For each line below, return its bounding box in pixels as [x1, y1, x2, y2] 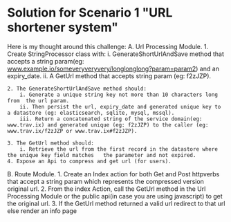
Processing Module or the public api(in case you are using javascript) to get [7, 192, 223, 200]
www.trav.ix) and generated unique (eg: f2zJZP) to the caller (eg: [7, 121, 209, 129]
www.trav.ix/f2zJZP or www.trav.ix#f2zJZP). [7, 127, 138, 134]
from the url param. [7, 97, 70, 104]
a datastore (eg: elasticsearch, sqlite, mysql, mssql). [7, 109, 175, 116]
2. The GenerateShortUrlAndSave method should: [7, 85, 147, 92]
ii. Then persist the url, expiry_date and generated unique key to [19, 103, 221, 110]
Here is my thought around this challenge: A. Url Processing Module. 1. [7, 42, 209, 50]
